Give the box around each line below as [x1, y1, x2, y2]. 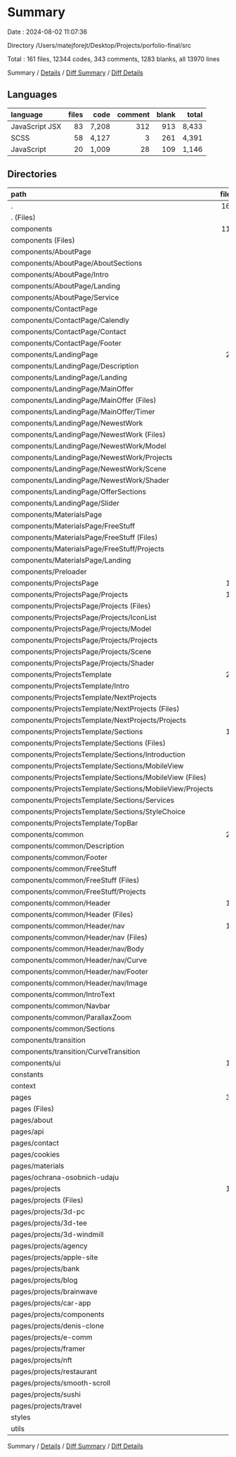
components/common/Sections [11, 1024, 115, 1034]
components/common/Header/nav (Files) [11, 932, 147, 942]
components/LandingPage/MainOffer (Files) [11, 395, 157, 405]
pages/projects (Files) [11, 1195, 84, 1205]
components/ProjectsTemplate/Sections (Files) [11, 738, 166, 747]
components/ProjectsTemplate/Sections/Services [11, 795, 174, 805]
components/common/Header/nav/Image [11, 978, 147, 988]
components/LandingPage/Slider [11, 498, 120, 508]
